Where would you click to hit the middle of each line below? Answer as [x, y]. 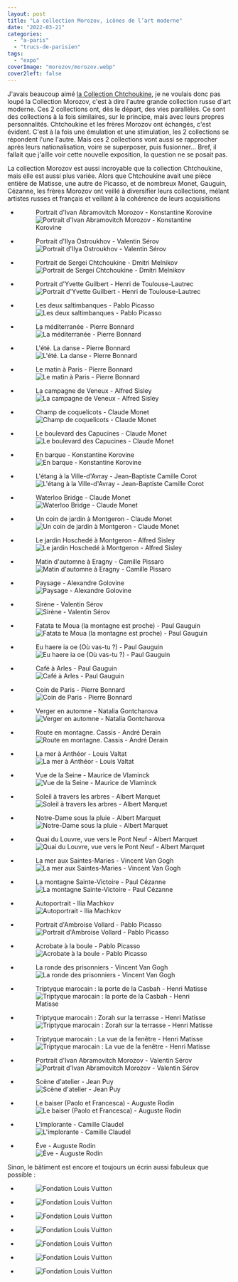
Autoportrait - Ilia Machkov [75, 903]
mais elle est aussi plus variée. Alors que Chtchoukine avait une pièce [109, 176]
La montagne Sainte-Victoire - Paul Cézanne [101, 882]
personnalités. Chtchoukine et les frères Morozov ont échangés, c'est [109, 124]
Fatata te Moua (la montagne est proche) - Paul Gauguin [118, 625]
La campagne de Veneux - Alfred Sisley [93, 390]
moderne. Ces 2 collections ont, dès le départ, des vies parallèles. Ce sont [117, 109]
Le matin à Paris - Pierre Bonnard [84, 369]
